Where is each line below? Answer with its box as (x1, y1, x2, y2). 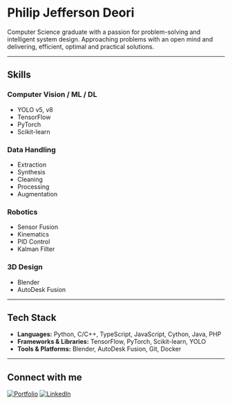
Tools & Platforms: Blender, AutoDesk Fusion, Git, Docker (17, 345, 182, 353)
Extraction (17, 160, 47, 169)
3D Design (7, 262, 43, 272)
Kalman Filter (17, 245, 55, 253)
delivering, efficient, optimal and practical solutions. (7, 42, 155, 50)
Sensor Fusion (17, 223, 59, 231)
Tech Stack (7, 311, 57, 323)
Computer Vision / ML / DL (7, 90, 97, 100)
